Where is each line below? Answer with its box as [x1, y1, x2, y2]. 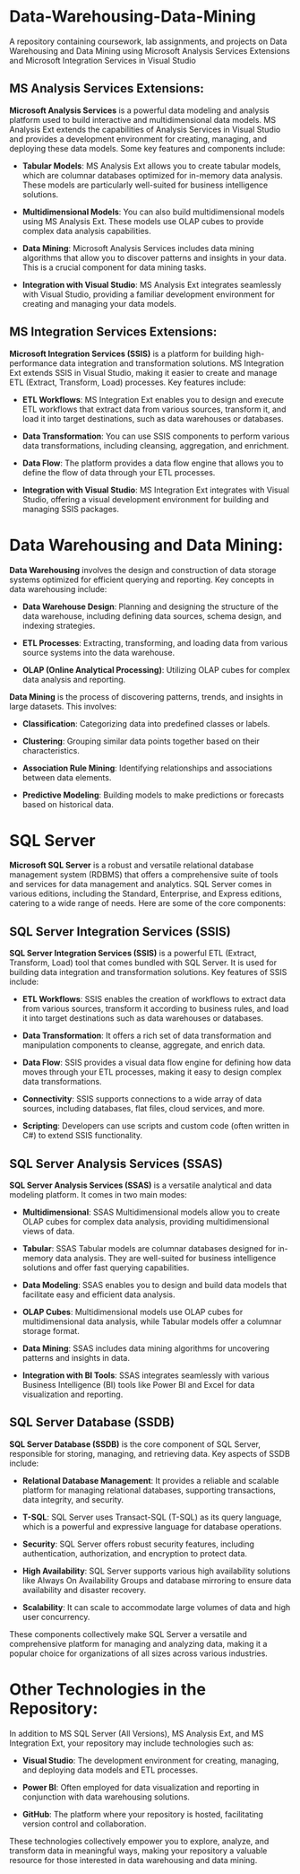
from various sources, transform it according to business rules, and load [21, 1003, 289, 1015]
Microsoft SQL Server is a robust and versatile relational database [9, 859, 254, 871]
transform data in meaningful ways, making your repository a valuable [9, 1845, 268, 1856]
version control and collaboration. [21, 1818, 147, 1829]
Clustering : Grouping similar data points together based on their [21, 736, 260, 746]
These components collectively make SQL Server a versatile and [9, 1628, 248, 1639]
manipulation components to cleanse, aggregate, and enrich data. [21, 1040, 266, 1050]
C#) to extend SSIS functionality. [21, 1130, 143, 1141]
